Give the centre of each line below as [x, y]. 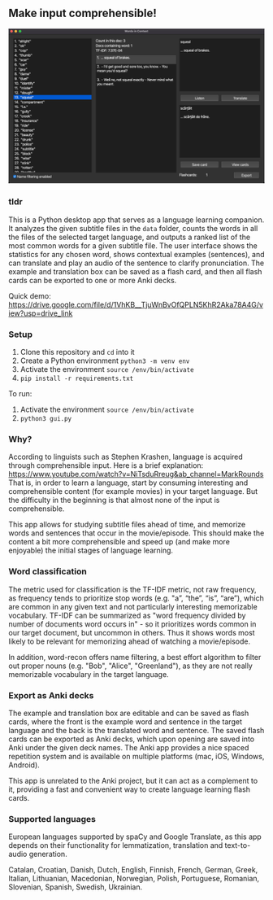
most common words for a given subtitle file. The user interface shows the [133, 245]
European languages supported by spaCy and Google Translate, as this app [135, 837]
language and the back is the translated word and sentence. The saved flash [136, 730]
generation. [48, 854]
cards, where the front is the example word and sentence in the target [125, 721]
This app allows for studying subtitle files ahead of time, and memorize [127, 525]
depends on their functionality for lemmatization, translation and [116, 845]
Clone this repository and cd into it [78, 352]
